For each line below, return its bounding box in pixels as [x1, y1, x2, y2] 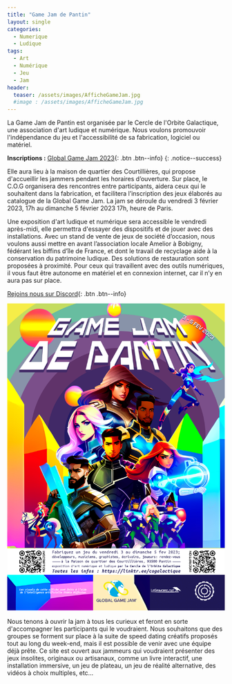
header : [7, 84, 30, 91]
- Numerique [13, 33, 48, 40]
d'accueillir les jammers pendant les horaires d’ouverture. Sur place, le [7, 175, 208, 183]
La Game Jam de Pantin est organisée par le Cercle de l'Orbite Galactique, [7, 118, 219, 127]
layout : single [7, 18, 51, 26]
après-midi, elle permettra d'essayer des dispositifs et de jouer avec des [7, 225, 213, 233]
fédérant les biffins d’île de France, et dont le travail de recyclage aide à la [7, 247, 217, 255]
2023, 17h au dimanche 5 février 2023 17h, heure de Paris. [7, 204, 173, 212]
